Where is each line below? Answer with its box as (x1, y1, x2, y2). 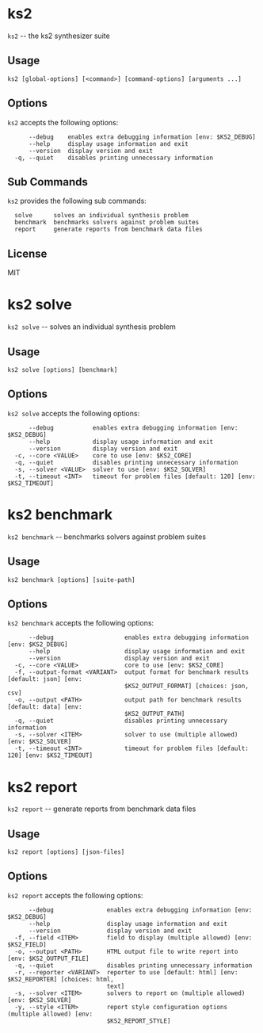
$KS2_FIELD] (7, 940, 47, 948)
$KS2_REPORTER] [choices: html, (7, 975, 114, 983)
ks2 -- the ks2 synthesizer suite (7, 31, 110, 40)
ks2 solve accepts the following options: (7, 408, 140, 418)
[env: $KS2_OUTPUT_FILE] (7, 955, 90, 962)
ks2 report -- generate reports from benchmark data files (7, 804, 196, 813)
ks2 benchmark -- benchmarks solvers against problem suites (7, 532, 207, 541)
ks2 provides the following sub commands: (7, 196, 147, 206)
